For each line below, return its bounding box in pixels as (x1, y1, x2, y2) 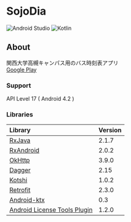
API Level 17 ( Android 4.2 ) (6, 95, 74, 102)
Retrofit (9, 186, 31, 195)
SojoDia (6, 4, 47, 18)
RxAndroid (9, 146, 40, 155)
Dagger (9, 166, 31, 174)
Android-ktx (9, 196, 45, 204)
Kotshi (9, 176, 27, 184)
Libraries (6, 110, 34, 118)
